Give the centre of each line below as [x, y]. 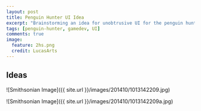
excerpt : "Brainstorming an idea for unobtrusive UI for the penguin [95, 23]
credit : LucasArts [35, 51]
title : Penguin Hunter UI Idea [45, 17]
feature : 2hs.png [33, 46]
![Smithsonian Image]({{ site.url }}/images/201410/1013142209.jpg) [88, 89]
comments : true [25, 34]
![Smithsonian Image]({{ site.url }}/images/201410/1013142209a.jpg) [90, 101]
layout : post [22, 12]
